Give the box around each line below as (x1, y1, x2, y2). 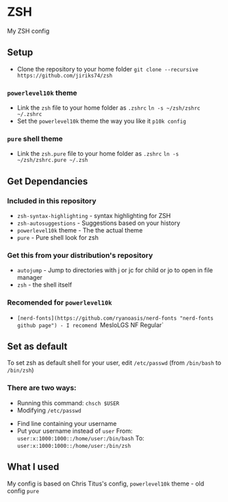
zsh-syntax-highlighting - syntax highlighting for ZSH (16, 212, 171, 220)
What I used (7, 461, 60, 473)
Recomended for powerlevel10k (7, 298, 112, 307)
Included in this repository (7, 196, 97, 206)
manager (16, 274, 43, 282)
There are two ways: (7, 383, 77, 393)
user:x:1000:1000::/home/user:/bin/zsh (16, 442, 131, 449)
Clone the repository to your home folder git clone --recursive (16, 64, 199, 73)
